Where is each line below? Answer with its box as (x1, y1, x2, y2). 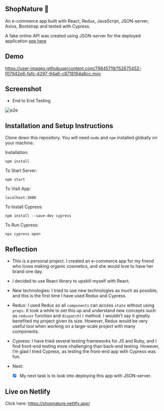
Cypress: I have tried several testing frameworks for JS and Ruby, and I (12, 338, 157, 344)
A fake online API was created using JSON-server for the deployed (5, 32, 141, 38)
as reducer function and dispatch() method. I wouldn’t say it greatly (12, 313, 150, 319)
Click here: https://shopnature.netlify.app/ (5, 400, 90, 406)
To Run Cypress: (5, 222, 39, 228)
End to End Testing (12, 98, 51, 104)
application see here (5, 38, 47, 44)
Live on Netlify (5, 387, 51, 396)
